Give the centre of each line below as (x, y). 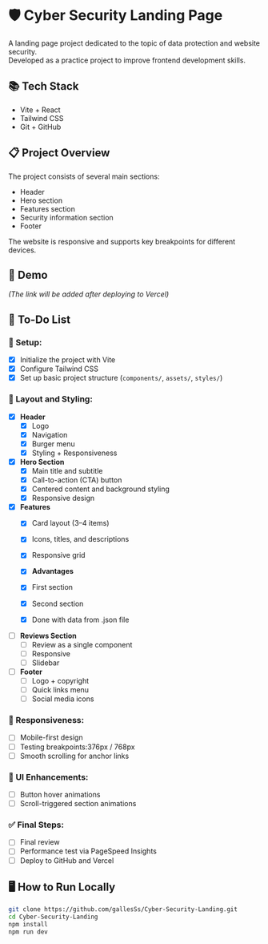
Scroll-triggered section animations (78, 804)
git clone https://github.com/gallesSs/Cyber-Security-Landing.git (123, 910)
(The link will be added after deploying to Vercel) (89, 294)
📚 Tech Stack (44, 86)
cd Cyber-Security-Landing (53, 917)
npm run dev (28, 932)
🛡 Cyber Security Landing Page (116, 16)
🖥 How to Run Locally (62, 887)
